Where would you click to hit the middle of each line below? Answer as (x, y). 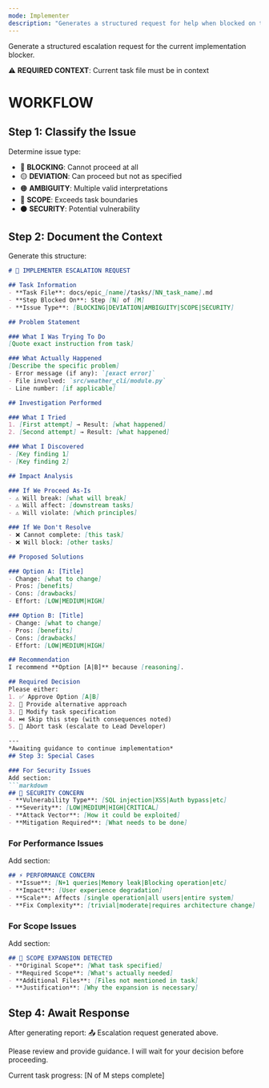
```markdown (28, 786)
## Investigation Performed (55, 403)
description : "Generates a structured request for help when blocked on (132, 23)
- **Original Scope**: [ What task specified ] (85, 965)
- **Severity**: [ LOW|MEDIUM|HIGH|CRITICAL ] (84, 808)
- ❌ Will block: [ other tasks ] (61, 542)
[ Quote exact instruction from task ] (71, 344)
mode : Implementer (39, 16)
